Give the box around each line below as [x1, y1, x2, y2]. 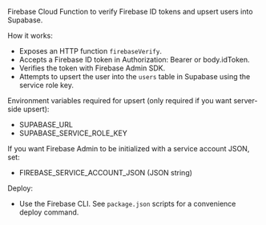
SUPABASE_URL [18, 120, 74, 129]
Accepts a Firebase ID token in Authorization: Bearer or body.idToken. [18, 55, 250, 64]
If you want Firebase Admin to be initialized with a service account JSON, [7, 144, 250, 153]
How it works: [7, 31, 54, 40]
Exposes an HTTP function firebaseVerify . [18, 46, 162, 55]
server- [233, 96, 258, 105]
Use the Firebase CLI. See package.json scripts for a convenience [18, 199, 236, 208]
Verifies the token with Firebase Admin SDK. [18, 63, 166, 73]
